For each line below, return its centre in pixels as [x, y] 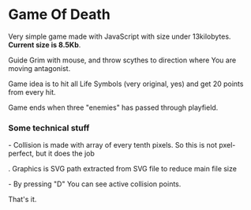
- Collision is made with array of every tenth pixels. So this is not [112, 145]
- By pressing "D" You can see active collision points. [95, 184]
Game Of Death [59, 15]
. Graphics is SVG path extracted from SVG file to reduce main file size [122, 169]
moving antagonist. [39, 68]
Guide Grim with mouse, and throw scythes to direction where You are [122, 60]
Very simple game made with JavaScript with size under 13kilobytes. [120, 36]
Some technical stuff [49, 128]
